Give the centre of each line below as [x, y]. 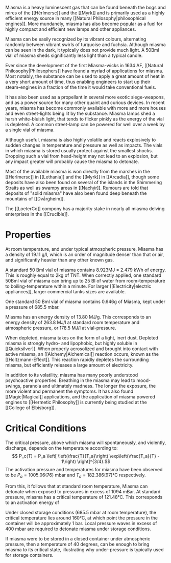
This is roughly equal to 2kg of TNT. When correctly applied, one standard [83, 275]
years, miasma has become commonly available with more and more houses [86, 108]
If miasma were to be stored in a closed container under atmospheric [78, 538]
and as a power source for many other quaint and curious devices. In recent [85, 103]
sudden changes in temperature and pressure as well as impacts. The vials [84, 145]
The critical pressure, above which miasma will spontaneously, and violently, [86, 443]
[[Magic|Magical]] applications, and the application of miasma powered [80, 396]
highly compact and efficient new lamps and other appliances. [71, 29]
